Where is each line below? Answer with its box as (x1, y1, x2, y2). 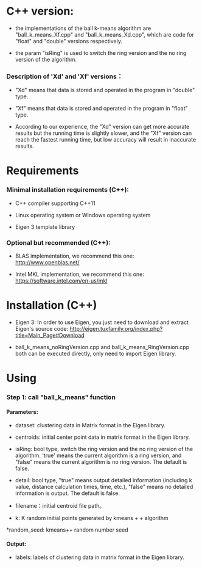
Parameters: (6, 408, 38, 416)
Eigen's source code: (15, 325, 69, 332)
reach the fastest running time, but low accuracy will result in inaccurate (15, 136, 197, 143)
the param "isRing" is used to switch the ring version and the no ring (15, 49, 187, 56)
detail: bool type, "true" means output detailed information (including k (15, 477, 193, 484)
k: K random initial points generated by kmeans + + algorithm (15, 515, 169, 522)
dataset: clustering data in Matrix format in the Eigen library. (15, 422, 165, 429)
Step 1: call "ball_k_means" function (6, 393, 116, 402)
